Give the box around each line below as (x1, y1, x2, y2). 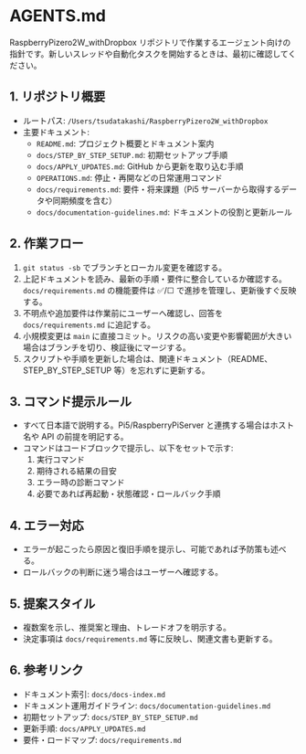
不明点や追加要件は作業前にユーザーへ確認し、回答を (22, 307, 224, 318)
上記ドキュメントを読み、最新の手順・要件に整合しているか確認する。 (22, 273, 288, 284)
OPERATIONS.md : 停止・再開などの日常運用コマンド (36, 172, 223, 183)
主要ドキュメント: (22, 126, 90, 137)
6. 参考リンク (9, 663, 84, 678)
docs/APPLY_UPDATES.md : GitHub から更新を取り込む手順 (36, 161, 244, 172)
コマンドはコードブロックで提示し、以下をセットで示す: (22, 442, 234, 453)
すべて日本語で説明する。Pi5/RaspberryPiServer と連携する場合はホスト (22, 419, 295, 430)
